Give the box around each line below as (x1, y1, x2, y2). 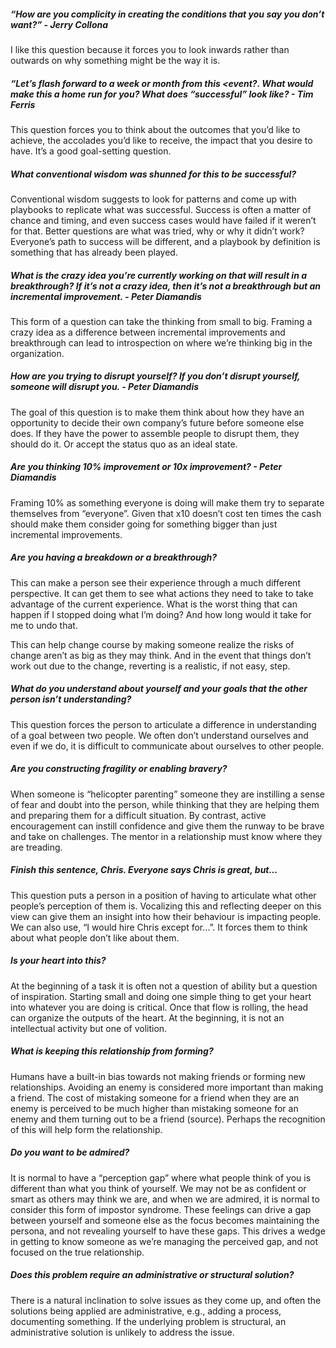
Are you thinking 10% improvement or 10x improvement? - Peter (10, 461, 283, 473)
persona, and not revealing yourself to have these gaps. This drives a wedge (10, 1225, 326, 1237)
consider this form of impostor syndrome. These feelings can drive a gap (10, 1203, 312, 1215)
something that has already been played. (10, 246, 178, 258)
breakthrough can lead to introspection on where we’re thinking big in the (10, 336, 313, 349)
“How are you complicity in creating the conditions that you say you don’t (10, 8, 325, 20)
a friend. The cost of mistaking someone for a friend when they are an (10, 1091, 300, 1104)
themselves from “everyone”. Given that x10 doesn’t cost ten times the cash (10, 507, 322, 519)
